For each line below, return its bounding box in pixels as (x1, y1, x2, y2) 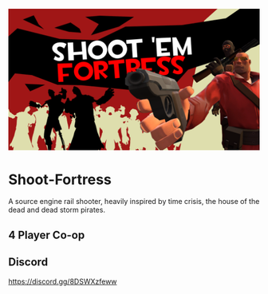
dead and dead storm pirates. (8, 205, 106, 215)
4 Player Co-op (8, 228, 85, 241)
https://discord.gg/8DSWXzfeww (8, 276, 117, 286)
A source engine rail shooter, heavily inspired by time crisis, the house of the (8, 197, 260, 206)
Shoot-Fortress (8, 171, 112, 188)
